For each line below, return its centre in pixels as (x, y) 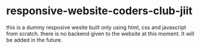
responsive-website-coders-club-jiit (99, 11)
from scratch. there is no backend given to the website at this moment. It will (100, 33)
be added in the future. (34, 40)
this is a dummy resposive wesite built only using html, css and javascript (96, 27)
